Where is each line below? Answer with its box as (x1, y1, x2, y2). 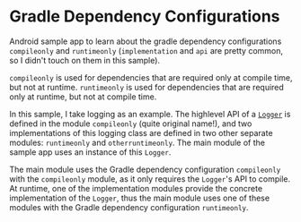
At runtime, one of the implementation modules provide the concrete (9, 183, 263, 193)
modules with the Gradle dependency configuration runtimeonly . (9, 201, 249, 212)
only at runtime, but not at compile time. (9, 91, 157, 102)
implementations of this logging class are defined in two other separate (9, 127, 273, 138)
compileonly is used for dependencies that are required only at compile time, (9, 72, 293, 82)
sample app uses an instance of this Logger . (9, 146, 172, 158)
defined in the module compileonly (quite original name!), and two (9, 118, 252, 129)
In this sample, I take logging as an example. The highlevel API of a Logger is (9, 108, 291, 119)
